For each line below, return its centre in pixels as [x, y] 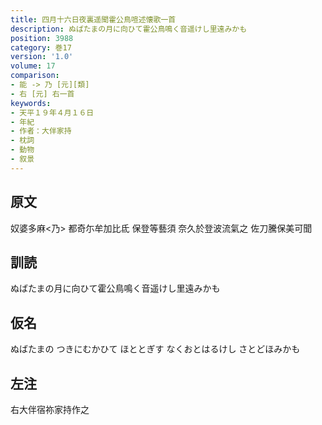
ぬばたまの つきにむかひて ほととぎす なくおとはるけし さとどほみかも [155, 349]
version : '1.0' [42, 57]
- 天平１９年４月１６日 [52, 112]
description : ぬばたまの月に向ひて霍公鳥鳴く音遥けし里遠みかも [129, 29]
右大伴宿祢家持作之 [50, 409]
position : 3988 [42, 38]
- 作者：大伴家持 [41, 131]
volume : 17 [33, 66]
